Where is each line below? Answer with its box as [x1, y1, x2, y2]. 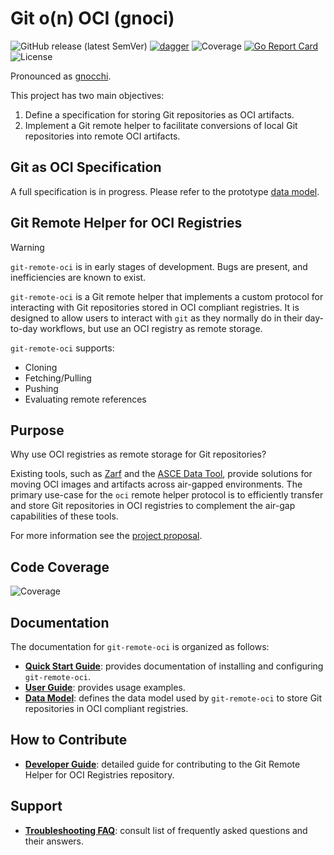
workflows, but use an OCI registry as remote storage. [39, 322, 263, 334]
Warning [10, 241, 45, 253]
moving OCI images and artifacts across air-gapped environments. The [10, 478, 303, 491]
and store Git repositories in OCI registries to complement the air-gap [10, 500, 296, 512]
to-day [10, 322, 38, 334]
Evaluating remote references [24, 393, 147, 405]
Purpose [10, 422, 65, 439]
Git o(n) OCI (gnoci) [10, 7, 175, 30]
